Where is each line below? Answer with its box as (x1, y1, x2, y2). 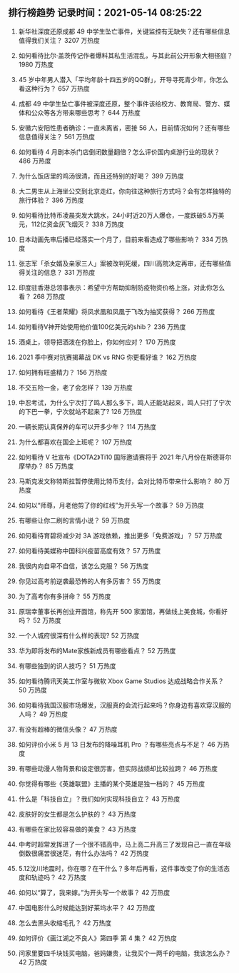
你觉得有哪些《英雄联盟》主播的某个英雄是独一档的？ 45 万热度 (18, 779, 205, 787)
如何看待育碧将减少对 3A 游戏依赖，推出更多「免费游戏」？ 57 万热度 (18, 531, 223, 540)
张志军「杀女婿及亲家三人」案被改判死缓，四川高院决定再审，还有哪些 (18, 259, 225, 268)
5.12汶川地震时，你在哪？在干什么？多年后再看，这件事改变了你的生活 (18, 864, 224, 872)
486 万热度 (18, 156, 52, 165)
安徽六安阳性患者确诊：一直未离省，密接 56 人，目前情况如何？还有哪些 (18, 123, 230, 132)
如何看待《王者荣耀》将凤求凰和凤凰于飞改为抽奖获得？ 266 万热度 (18, 307, 215, 316)
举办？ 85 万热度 (24, 461, 74, 470)
